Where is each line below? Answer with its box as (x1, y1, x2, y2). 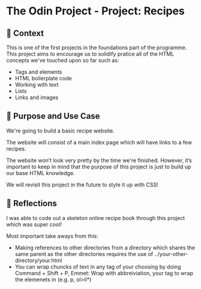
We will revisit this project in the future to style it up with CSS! (6, 181, 158, 188)
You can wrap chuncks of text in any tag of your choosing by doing (14, 263, 181, 270)
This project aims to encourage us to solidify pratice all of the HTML (6, 50, 175, 58)
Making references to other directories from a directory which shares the (14, 244, 196, 251)
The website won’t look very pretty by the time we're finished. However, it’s (6, 156, 192, 164)
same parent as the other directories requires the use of (14, 250, 154, 257)
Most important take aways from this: (6, 232, 98, 239)
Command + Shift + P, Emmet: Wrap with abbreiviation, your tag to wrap (14, 269, 194, 276)
